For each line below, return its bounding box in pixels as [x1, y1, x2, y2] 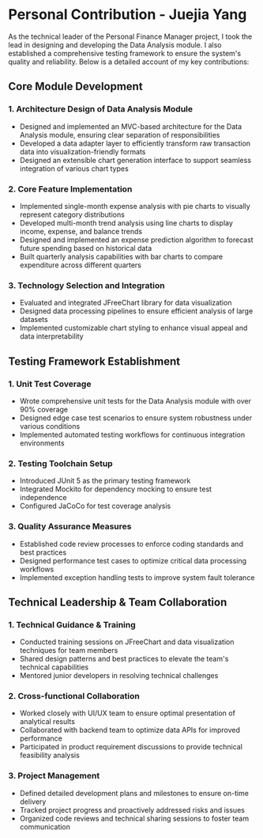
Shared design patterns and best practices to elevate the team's [19, 654, 229, 664]
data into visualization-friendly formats [19, 146, 146, 156]
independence [19, 493, 67, 502]
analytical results [19, 717, 75, 726]
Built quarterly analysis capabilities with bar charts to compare [19, 252, 224, 261]
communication [19, 821, 71, 832]
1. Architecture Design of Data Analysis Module [8, 104, 193, 115]
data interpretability [19, 332, 85, 341]
